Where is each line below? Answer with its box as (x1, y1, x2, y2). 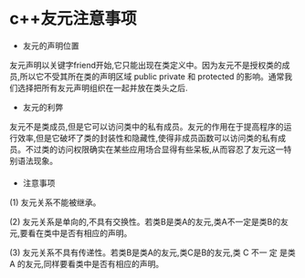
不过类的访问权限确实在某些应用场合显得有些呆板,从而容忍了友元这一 (25, 143, 285, 155)
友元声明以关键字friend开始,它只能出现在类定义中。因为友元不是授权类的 (9, 59, 283, 70)
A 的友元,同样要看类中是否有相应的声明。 (9, 258, 164, 269)
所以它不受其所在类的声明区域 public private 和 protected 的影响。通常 (19, 70, 285, 82)
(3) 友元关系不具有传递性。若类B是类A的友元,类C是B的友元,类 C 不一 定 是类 (9, 247, 297, 258)
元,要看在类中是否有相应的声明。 (9, 227, 132, 238)
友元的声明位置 (22, 40, 79, 51)
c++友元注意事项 (9, 8, 137, 29)
